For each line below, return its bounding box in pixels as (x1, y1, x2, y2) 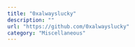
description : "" (7, 17, 55, 23)
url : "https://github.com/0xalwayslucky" (7, 23, 130, 30)
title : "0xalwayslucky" (7, 10, 77, 17)
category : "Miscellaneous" (7, 29, 86, 37)
